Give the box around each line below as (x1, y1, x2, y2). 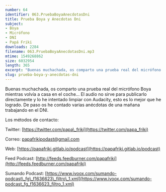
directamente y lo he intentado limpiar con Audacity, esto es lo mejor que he (5, 96, 162, 102)
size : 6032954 (5, 58, 35, 63)
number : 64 (5, 7, 28, 12)
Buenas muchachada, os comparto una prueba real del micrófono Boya (5, 86, 152, 92)
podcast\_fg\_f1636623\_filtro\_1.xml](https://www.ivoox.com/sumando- (5, 176, 152, 182)
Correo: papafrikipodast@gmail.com (5, 136, 80, 142)
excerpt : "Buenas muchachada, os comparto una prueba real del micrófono (5, 68, 162, 73)
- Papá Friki (5, 40, 32, 45)
